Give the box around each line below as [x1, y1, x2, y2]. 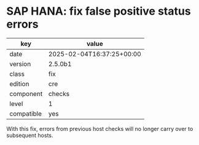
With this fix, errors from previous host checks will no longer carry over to [6, 125, 193, 132]
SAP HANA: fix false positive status [6, 4, 192, 18]
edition [9, 80, 29, 88]
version [9, 59, 31, 68]
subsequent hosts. [6, 132, 53, 139]
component [9, 89, 43, 98]
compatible [9, 109, 42, 117]
